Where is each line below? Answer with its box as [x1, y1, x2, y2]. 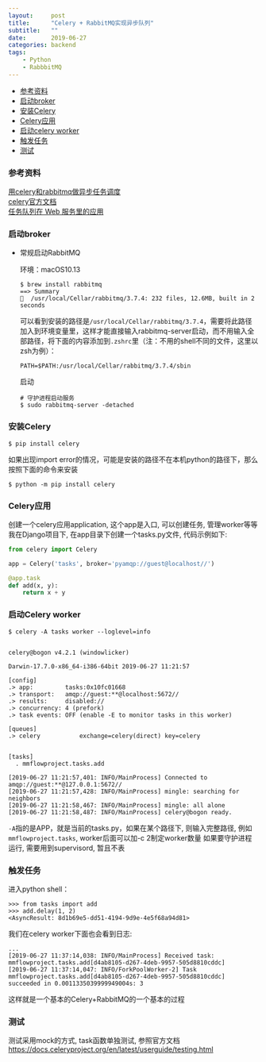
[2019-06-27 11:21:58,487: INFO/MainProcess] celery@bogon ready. [8, 808, 233, 816]
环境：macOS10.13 [19, 265, 81, 275]
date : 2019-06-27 [8, 33, 87, 42]
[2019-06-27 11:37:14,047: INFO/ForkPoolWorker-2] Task [8, 965, 197, 973]
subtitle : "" [8, 26, 59, 34]
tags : [8, 48, 26, 56]
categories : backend [8, 41, 77, 49]
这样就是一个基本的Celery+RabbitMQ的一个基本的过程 [8, 994, 185, 1004]
